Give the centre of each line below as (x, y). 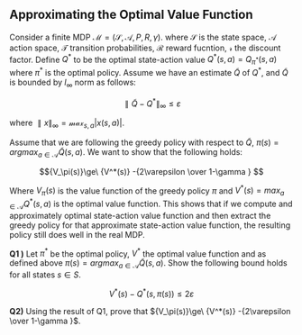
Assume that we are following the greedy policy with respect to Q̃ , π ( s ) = (144, 142)
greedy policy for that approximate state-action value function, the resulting (150, 225)
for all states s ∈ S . (45, 275)
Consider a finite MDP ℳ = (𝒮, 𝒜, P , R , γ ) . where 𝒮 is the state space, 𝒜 (143, 37)
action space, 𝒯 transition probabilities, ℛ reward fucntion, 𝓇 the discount (145, 48)
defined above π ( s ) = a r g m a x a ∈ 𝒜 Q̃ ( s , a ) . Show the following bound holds (148, 264)
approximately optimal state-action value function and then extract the (140, 215)
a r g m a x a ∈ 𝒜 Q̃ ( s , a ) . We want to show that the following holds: (126, 153)
